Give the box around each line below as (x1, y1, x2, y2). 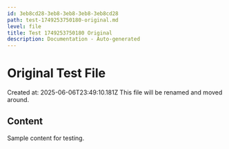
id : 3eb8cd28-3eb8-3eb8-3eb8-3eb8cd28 (7, 10, 119, 17)
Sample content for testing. (7, 134, 85, 142)
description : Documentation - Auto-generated (7, 36, 140, 43)
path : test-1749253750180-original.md (7, 17, 119, 23)
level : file (7, 23, 41, 30)
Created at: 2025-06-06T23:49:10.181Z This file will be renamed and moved (7, 88, 223, 97)
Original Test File (7, 66, 106, 81)
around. (7, 96, 30, 104)
